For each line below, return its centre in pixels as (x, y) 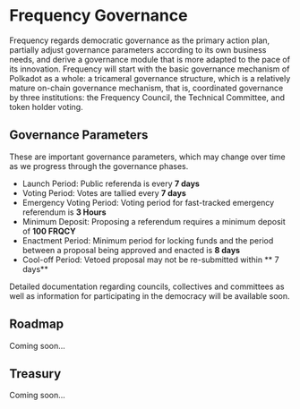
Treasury (35, 374)
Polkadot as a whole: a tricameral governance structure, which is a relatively (150, 78)
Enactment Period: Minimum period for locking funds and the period (148, 240)
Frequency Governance (99, 16)
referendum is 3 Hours (64, 212)
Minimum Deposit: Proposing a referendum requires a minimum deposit (154, 221)
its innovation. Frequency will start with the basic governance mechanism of (150, 69)
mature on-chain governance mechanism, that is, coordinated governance (146, 88)
